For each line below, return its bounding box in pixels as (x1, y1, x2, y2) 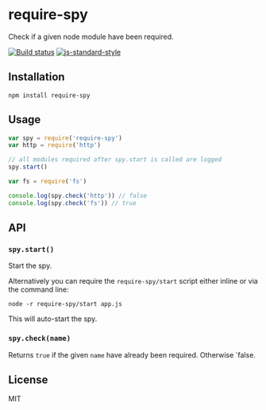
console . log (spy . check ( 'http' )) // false (8, 191, 148, 199)
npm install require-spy (8, 91, 91, 99)
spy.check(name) (8, 334, 71, 343)
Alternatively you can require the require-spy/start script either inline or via (8, 277, 258, 286)
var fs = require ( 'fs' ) (8, 177, 87, 186)
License (8, 373, 48, 387)
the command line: (8, 284, 69, 295)
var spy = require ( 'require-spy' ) (8, 133, 123, 142)
